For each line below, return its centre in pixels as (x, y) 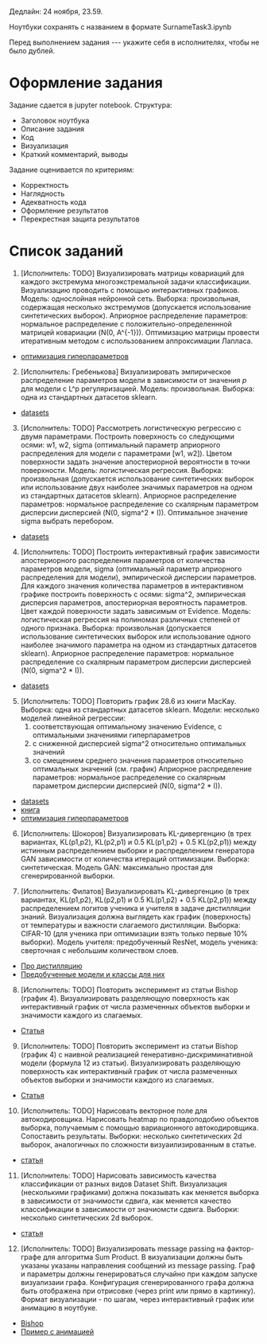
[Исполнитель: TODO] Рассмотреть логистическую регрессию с (131, 428)
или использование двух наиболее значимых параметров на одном (136, 487)
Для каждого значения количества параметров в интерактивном (132, 585)
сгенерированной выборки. (68, 876)
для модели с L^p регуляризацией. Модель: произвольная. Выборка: (137, 389)
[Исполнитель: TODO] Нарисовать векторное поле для (114, 1111)
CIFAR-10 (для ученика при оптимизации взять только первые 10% (134, 933)
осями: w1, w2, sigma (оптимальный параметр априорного (120, 444)
